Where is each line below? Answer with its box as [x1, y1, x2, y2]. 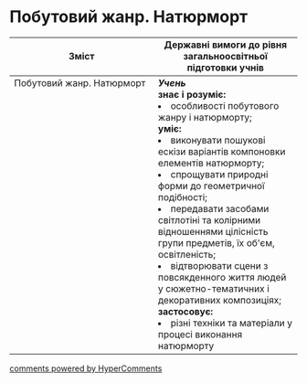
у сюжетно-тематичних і [158, 282, 270, 294]
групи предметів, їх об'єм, [158, 236, 276, 249]
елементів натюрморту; [158, 156, 265, 169]
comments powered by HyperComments [9, 363, 163, 374]
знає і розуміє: [158, 88, 227, 101]
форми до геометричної [158, 179, 265, 192]
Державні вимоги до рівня [164, 38, 288, 51]
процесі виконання [158, 327, 243, 340]
